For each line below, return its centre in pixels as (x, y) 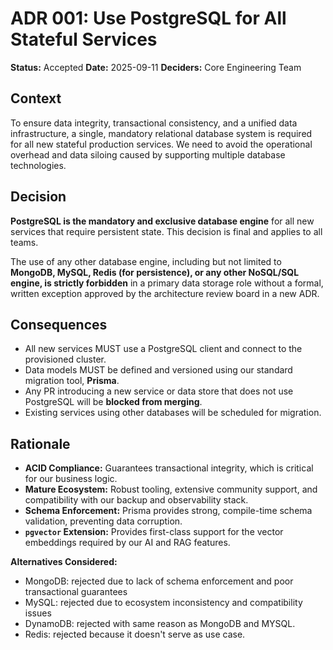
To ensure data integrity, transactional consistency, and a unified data (154, 123)
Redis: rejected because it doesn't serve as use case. (135, 634)
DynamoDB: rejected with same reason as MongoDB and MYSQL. (160, 624)
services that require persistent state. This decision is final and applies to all (166, 231)
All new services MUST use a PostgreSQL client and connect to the (163, 349)
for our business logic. (71, 479)
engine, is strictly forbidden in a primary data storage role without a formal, (167, 283)
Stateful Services (84, 39)
